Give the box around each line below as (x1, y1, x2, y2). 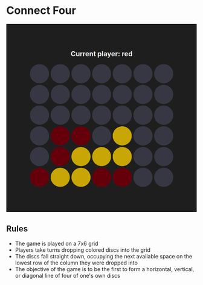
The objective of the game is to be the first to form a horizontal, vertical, (14, 265, 195, 272)
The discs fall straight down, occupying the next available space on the (14, 252, 192, 260)
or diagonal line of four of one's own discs (14, 272, 121, 279)
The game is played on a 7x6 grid (14, 240, 98, 247)
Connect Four (6, 4, 77, 18)
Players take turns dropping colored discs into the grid (14, 246, 151, 254)
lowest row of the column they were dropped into (14, 259, 138, 266)
